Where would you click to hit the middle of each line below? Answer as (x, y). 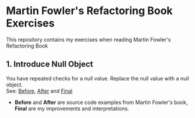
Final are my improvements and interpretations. (72, 108)
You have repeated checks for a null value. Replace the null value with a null (97, 78)
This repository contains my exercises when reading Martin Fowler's (88, 39)
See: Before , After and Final (39, 91)
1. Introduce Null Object (50, 64)
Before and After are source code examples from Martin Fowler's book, (101, 102)
